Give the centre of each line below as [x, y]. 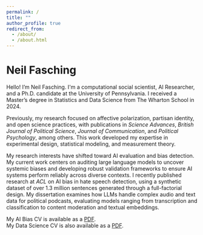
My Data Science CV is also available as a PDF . [65, 225]
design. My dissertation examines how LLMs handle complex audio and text [101, 194]
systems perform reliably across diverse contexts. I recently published [94, 175]
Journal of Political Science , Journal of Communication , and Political [92, 131]
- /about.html [29, 40]
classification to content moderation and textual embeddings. [83, 207]
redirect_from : [25, 29]
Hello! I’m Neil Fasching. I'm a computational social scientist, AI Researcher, [101, 87]
